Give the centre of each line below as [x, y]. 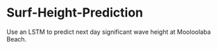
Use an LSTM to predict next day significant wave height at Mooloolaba [109, 32]
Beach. [17, 39]
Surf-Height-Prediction [75, 13]
